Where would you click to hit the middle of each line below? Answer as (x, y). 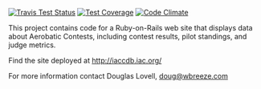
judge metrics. (32, 45)
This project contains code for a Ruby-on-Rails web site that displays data (130, 28)
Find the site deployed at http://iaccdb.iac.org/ (85, 61)
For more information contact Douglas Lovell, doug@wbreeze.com (118, 76)
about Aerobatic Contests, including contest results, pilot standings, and (128, 36)
